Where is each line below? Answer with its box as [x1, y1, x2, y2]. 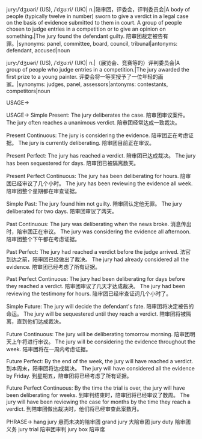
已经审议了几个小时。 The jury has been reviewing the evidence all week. [11, 180, 193, 187]
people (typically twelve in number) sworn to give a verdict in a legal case [6, 13, 189, 20]
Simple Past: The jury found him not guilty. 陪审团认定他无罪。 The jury [6, 200, 182, 207]
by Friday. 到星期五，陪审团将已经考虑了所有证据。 [6, 372, 132, 379]
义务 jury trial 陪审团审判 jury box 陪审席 [6, 426, 105, 432]
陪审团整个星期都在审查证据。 [6, 188, 80, 194]
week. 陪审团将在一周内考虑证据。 [6, 346, 91, 352]
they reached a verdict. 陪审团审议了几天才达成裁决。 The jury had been [6, 283, 185, 289]
